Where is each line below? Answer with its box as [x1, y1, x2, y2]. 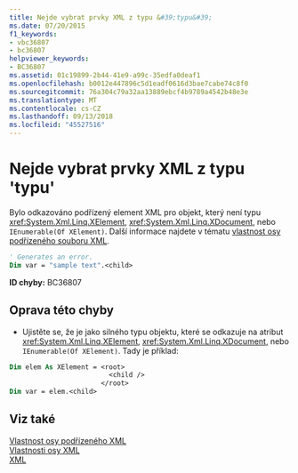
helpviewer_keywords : [9, 54, 90, 63]
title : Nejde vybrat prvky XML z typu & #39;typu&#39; [9, 12, 213, 22]
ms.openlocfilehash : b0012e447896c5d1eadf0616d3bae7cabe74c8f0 [9, 79, 249, 88]
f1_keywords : [9, 29, 58, 38]
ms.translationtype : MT [9, 95, 98, 105]
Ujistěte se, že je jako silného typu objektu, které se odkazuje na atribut [21, 326, 284, 337]
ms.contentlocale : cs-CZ [9, 104, 101, 113]
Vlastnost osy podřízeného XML [9, 435, 127, 445]
